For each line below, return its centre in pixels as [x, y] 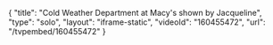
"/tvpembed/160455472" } [57, 31]
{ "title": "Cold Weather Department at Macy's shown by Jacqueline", [135, 13]
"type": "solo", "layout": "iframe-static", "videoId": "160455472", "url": [137, 22]
